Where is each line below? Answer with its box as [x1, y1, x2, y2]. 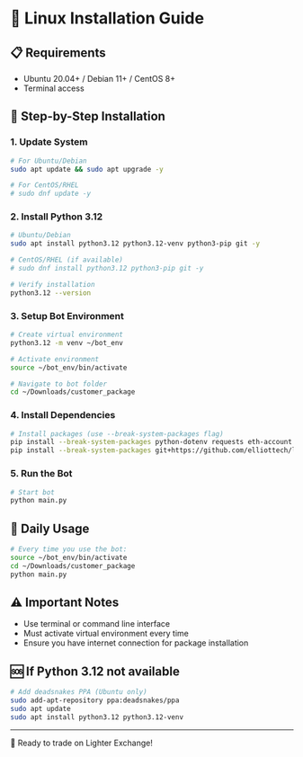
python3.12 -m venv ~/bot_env [10, 338, 124, 347]
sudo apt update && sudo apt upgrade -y [10, 165, 165, 174]
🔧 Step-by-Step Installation [10, 109, 165, 124]
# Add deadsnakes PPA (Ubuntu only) [10, 688, 147, 697]
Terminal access [22, 83, 85, 94]
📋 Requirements [10, 45, 106, 60]
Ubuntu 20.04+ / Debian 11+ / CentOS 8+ [22, 74, 176, 84]
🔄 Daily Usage [10, 521, 90, 536]
